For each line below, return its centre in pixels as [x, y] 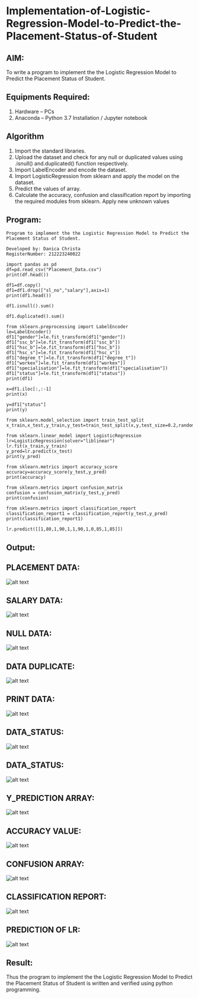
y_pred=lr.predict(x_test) [39, 451]
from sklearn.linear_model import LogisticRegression [74, 436]
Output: [21, 547]
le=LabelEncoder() [29, 332]
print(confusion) [28, 498]
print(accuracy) [26, 478]
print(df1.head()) [29, 296]
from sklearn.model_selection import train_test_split [75, 420]
